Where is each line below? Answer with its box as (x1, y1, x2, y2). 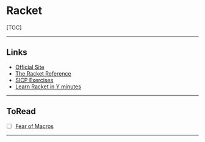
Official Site (15, 63, 45, 71)
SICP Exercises (15, 76, 54, 83)
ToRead (6, 106, 36, 116)
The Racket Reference (15, 69, 71, 77)
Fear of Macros (15, 122, 54, 130)
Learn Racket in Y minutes (15, 83, 81, 90)
